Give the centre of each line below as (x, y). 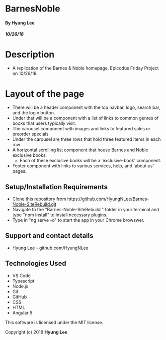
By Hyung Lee (20, 22)
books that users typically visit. (44, 123)
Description (30, 54)
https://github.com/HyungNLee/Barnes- (108, 199)
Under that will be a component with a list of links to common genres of (85, 118)
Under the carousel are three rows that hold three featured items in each (86, 139)
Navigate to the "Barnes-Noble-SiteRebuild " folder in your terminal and (85, 210)
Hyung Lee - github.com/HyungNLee (50, 248)
